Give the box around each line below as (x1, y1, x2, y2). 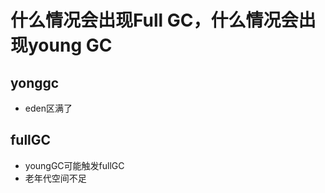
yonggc (10, 74, 60, 91)
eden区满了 (24, 102, 73, 114)
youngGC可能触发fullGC (24, 159, 125, 171)
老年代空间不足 (24, 172, 87, 184)
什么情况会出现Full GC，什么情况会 (10, 9, 299, 32)
